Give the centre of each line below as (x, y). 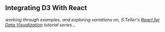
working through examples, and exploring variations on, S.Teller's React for (82, 19)
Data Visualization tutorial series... (41, 25)
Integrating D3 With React (46, 8)
